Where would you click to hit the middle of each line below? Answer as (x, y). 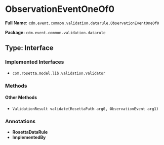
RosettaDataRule (30, 132)
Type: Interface (29, 48)
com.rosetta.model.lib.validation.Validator (59, 73)
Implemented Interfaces (35, 62)
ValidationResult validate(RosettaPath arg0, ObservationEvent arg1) (85, 109)
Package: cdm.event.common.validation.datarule (56, 32)
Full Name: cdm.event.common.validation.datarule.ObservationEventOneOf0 (82, 23)
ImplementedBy (29, 138)
